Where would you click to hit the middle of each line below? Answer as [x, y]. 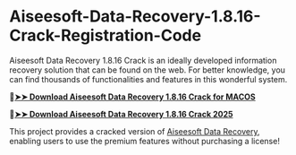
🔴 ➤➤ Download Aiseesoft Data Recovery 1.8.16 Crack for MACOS [133, 97]
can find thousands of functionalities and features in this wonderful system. [148, 79]
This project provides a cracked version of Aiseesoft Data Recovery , [135, 131]
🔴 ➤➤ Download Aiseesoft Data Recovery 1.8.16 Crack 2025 [121, 114]
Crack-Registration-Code [106, 35]
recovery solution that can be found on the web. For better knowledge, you [148, 70]
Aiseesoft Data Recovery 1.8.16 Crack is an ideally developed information [143, 60]
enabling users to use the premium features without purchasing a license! [144, 141]
